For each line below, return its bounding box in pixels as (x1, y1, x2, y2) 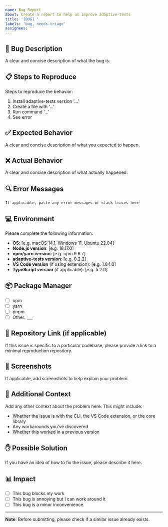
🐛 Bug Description (5, 44, 62, 53)
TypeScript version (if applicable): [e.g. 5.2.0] (12, 267, 108, 272)
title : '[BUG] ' (5, 16, 39, 21)
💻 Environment (5, 214, 54, 223)
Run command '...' (12, 108, 50, 115)
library (12, 418, 26, 424)
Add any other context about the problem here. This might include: (5, 403, 142, 409)
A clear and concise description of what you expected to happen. (5, 142, 140, 148)
